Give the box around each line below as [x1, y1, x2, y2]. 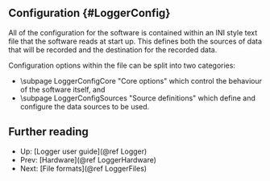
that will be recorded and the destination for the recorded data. [8, 44, 218, 55]
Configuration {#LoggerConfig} [8, 6, 171, 20]
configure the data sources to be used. [19, 101, 150, 111]
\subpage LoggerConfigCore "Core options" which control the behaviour [19, 76, 262, 85]
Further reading [8, 125, 89, 139]
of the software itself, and [19, 84, 106, 94]
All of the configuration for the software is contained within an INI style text [8, 27, 258, 37]
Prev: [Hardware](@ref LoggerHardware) [19, 154, 157, 164]
